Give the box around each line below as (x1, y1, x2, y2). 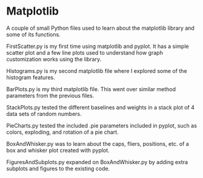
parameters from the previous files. (6, 92, 95, 99)
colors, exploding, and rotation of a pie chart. (6, 128, 119, 135)
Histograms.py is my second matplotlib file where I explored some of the (6, 67, 187, 74)
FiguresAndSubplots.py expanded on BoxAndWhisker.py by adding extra (6, 158, 188, 165)
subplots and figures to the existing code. (6, 165, 110, 172)
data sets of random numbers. (6, 110, 82, 117)
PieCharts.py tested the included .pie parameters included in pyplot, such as (6, 122, 197, 129)
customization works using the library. (6, 55, 102, 63)
